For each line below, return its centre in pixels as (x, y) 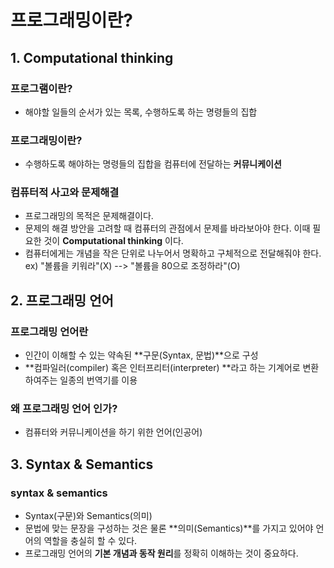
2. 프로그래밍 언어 (62, 300)
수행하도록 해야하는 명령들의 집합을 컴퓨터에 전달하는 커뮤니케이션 (153, 164)
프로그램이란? (41, 88)
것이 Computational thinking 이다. (113, 241)
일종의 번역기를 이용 (98, 380)
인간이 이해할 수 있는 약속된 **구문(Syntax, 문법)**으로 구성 (141, 355)
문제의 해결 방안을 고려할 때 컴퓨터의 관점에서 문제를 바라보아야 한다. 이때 (167, 228)
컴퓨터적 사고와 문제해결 (65, 193)
